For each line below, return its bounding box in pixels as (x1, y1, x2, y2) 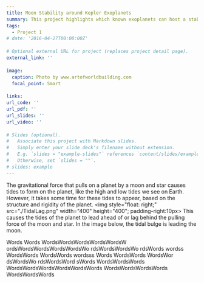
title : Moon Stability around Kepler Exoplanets (6, 10, 132, 16)
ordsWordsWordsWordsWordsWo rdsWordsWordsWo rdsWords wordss (6, 245, 184, 252)
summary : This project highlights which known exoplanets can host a (6, 16, 186, 23)
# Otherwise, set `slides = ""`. (6, 158, 97, 164)
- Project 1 (12, 29, 42, 35)
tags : (6, 23, 20, 29)
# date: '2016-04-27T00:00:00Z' (6, 35, 88, 42)
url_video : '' (6, 119, 42, 125)
